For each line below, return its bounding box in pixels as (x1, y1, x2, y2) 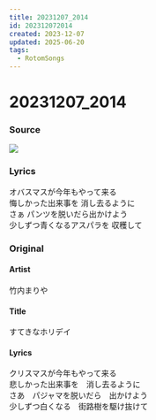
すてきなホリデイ (9, 326, 71, 337)
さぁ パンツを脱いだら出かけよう (9, 209, 128, 219)
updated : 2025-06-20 (9, 37, 85, 47)
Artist (9, 264, 31, 275)
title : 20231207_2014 (9, 12, 89, 22)
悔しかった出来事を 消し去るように (9, 197, 135, 208)
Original (9, 242, 44, 255)
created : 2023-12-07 (9, 29, 85, 38)
